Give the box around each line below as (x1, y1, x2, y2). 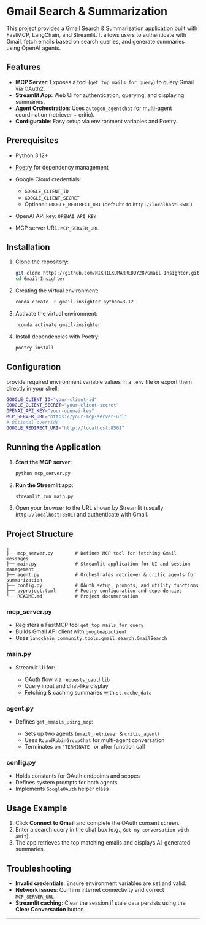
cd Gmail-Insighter (15, 276, 66, 282)
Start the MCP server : (15, 458, 72, 466)
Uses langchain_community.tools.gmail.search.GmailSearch (15, 634, 167, 642)
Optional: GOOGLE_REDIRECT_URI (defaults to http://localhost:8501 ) (24, 200, 193, 208)
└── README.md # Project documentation (6, 593, 139, 599)
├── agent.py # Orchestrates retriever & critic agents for (6, 572, 196, 578)
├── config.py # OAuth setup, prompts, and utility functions (6, 582, 199, 589)
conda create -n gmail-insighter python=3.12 (15, 299, 134, 305)
